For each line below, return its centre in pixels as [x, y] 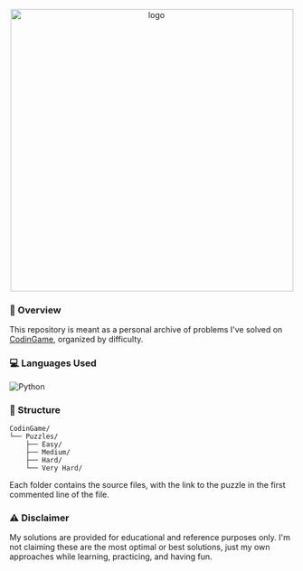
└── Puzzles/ [34, 436]
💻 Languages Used [53, 363]
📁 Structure [35, 409]
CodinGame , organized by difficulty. [76, 340]
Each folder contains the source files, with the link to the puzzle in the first [147, 484]
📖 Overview [35, 310]
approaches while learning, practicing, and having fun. [111, 557]
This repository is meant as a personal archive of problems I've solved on [146, 330]
